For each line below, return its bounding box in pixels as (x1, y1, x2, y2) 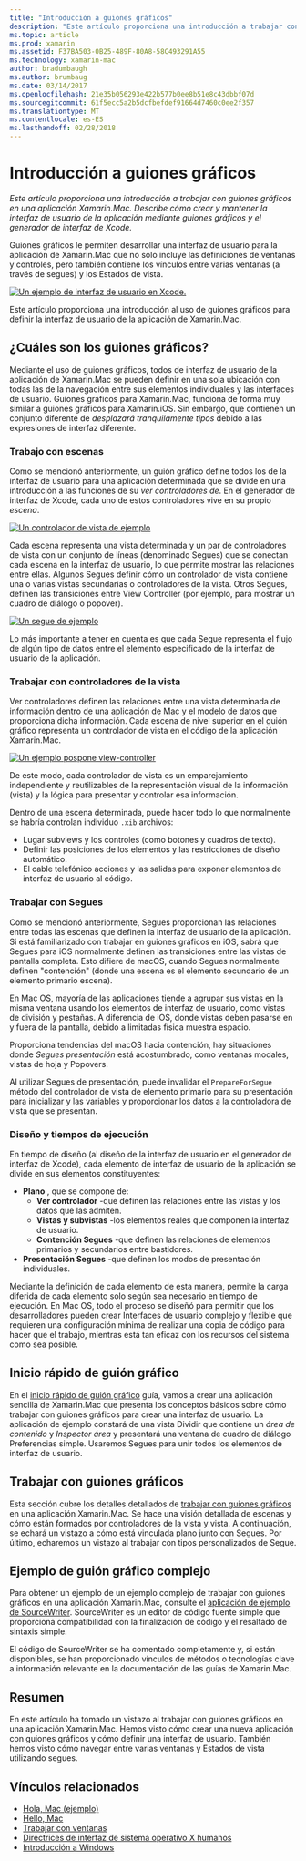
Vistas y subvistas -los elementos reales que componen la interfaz (36, 1214, 290, 1226)
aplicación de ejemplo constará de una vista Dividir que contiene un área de (9, 1418, 296, 1429)
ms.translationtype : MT (9, 107, 100, 116)
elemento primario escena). (9, 974, 113, 985)
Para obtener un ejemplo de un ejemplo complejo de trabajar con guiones (9, 1588, 286, 1599)
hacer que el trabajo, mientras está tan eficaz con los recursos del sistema (9, 1329, 290, 1340)
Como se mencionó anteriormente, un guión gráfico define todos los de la (9, 466, 287, 477)
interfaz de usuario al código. (22, 873, 134, 884)
